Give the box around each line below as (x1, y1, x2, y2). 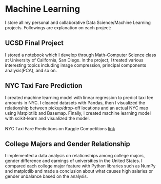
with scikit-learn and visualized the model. (5, 115, 90, 121)
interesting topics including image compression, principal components (5, 62, 146, 68)
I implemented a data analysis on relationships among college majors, (5, 153, 145, 159)
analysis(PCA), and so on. (5, 67, 57, 73)
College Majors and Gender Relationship (5, 140, 130, 148)
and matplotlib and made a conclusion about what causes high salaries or (5, 168, 153, 174)
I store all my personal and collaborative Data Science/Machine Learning (5, 20, 151, 25)
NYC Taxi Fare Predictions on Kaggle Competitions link (5, 125, 116, 131)
